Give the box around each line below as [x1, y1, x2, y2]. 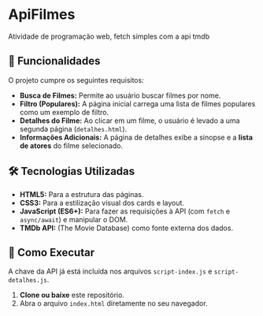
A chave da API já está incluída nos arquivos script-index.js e [8, 266, 213, 277]
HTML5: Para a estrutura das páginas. [19, 189, 144, 199]
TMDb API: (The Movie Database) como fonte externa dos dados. [19, 223, 234, 232]
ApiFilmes [8, 6, 76, 24]
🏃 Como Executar [8, 246, 95, 259]
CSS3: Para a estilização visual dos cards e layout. [19, 198, 185, 207]
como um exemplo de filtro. [19, 107, 109, 117]
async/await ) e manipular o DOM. [19, 214, 128, 224]
